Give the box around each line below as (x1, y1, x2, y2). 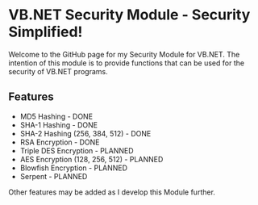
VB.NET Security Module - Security (8, 6, 251, 24)
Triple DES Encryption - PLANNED (19, 145, 135, 155)
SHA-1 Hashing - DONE (19, 119, 98, 130)
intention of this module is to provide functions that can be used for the (8, 58, 244, 68)
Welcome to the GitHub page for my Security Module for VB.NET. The (8, 49, 240, 59)
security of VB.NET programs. (8, 66, 108, 76)
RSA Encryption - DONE (19, 137, 100, 147)
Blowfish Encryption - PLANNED (19, 163, 127, 173)
